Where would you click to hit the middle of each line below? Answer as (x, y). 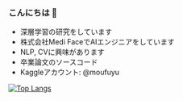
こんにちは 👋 (33, 12)
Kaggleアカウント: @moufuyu (69, 72)
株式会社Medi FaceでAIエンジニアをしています (97, 42)
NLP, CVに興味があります (62, 52)
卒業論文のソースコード (59, 62)
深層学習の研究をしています (66, 32)
